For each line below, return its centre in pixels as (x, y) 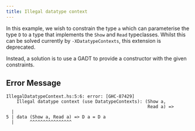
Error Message (34, 83)
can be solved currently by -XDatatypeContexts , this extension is (83, 41)
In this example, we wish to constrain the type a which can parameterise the (98, 28)
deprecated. (21, 47)
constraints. (20, 65)
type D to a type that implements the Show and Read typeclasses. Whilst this (96, 34)
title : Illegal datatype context (47, 11)
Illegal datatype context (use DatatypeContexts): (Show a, (91, 102)
